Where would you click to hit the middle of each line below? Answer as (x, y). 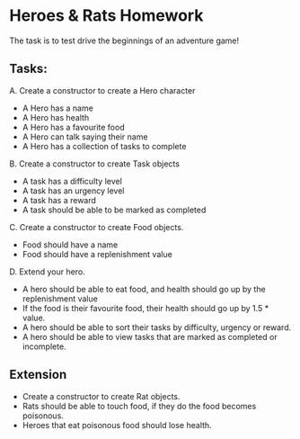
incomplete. (44, 346)
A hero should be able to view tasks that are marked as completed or (150, 336)
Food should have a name (70, 245)
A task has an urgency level (73, 191)
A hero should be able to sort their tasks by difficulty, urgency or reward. (157, 327)
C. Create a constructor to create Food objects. (97, 227)
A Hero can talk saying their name (85, 137)
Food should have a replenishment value (97, 254)
